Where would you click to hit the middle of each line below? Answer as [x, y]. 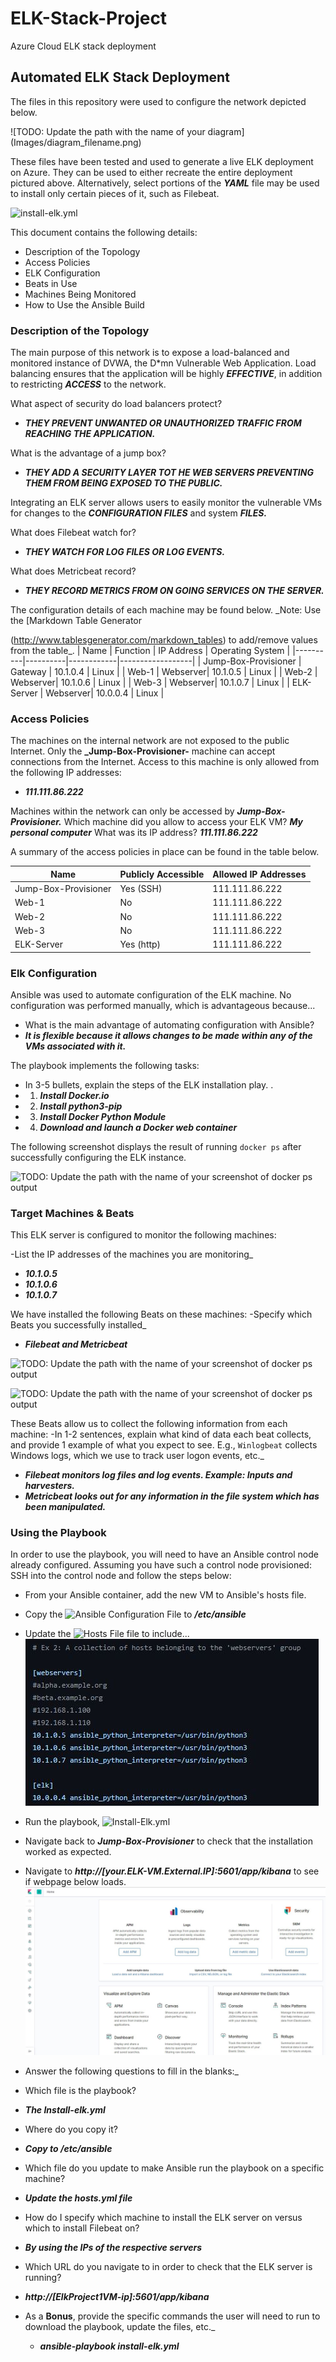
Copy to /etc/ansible [68, 2148]
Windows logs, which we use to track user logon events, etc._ [137, 1456]
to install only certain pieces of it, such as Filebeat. [115, 193]
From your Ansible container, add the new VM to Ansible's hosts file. [165, 1595]
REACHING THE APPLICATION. [90, 434]
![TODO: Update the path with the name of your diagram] [127, 131]
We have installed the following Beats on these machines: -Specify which [161, 1314]
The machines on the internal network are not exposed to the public [150, 741]
